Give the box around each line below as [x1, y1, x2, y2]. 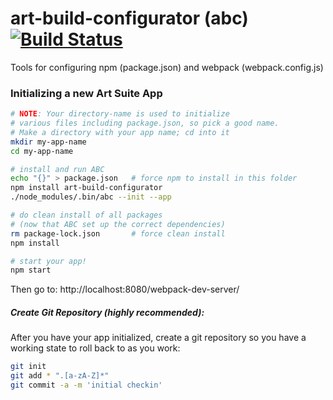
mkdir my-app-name [10, 137, 87, 147]
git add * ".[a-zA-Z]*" [10, 371, 110, 381]
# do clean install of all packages [10, 210, 163, 221]
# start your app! [10, 256, 87, 266]
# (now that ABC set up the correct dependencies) [10, 219, 226, 229]
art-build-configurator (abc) [10, 7, 249, 30]
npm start [10, 265, 52, 276]
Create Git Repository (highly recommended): [10, 306, 205, 318]
